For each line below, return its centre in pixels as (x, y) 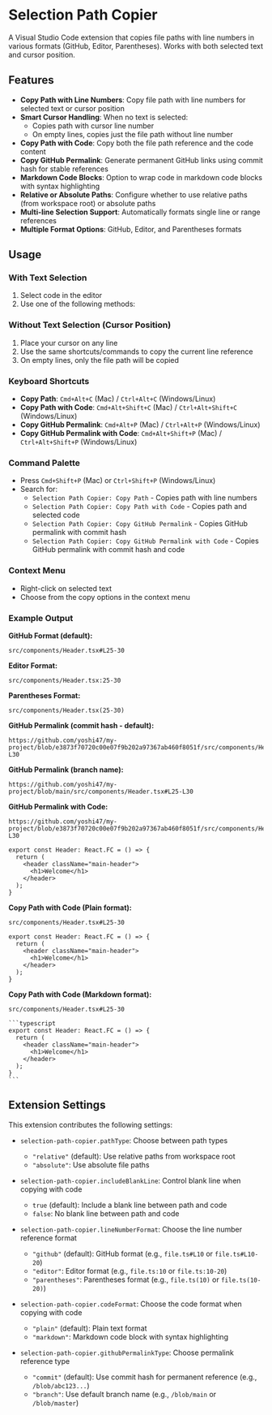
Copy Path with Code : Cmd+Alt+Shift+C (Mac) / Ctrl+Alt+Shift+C (128, 408)
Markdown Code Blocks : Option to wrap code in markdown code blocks (141, 177)
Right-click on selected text (66, 588)
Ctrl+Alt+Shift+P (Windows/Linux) (79, 442)
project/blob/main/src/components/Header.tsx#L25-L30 (101, 792)
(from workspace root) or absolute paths (88, 203)
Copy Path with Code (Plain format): (70, 908)
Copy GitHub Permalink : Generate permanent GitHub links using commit (141, 160)
